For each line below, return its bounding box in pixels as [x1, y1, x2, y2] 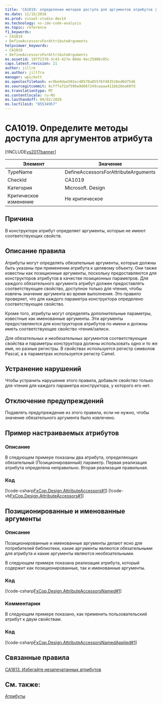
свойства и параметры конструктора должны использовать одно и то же [5, 340, 158, 346]
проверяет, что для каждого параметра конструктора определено [5, 296, 144, 302]
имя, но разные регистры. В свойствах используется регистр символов [5, 345, 155, 352]
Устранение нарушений [5, 365, 81, 373]
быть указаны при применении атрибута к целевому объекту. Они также [5, 265, 157, 271]
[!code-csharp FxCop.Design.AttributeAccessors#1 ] [5, 488, 108, 494]
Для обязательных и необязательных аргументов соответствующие [5, 335, 147, 341]
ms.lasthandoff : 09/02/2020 [5, 97, 62, 102]
